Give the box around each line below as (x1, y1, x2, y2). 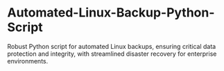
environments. (7, 57, 49, 65)
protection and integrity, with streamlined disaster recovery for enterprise (7, 50, 217, 58)
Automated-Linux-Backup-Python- (7, 5, 215, 21)
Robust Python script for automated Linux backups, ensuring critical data (7, 42, 216, 50)
